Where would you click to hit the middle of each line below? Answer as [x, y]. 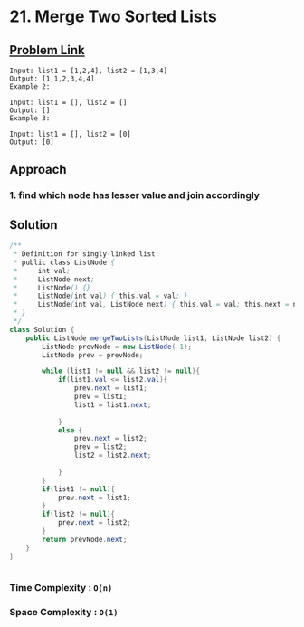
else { [70, 430]
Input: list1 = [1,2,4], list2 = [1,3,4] [89, 71]
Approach [38, 170]
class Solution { [42, 329]
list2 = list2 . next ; [113, 456]
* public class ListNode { [64, 262]
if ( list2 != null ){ [79, 514]
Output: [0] [32, 142]
